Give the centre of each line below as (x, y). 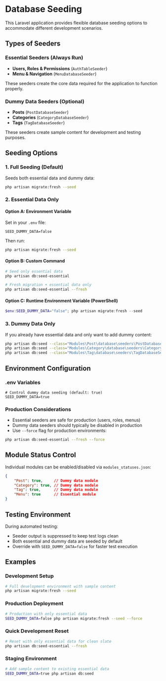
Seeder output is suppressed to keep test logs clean (65, 536)
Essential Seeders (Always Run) (44, 58)
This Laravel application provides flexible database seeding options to (76, 23)
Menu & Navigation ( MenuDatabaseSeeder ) (54, 74)
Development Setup (29, 576)
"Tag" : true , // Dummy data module (56, 490)
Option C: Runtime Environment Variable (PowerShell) (62, 301)
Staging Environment (31, 659)
